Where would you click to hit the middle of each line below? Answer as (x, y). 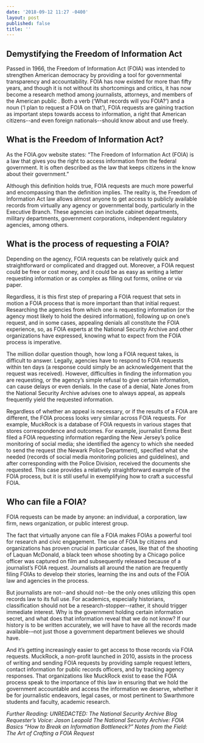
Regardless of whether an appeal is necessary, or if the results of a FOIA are (102, 411)
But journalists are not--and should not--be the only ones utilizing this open (101, 592)
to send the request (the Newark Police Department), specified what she (97, 450)
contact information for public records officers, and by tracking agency (95, 669)
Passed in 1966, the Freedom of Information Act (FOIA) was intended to (96, 68)
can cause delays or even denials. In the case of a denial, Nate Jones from (100, 386)
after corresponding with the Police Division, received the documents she (98, 463)
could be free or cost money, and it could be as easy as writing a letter (95, 272)
